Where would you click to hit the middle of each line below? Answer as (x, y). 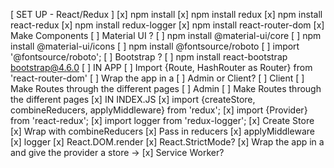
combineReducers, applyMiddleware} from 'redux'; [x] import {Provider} (159, 110)
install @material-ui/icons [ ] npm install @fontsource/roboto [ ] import (155, 46)
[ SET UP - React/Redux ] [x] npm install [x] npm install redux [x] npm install (166, 14)
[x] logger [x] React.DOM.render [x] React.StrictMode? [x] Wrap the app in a (167, 142)
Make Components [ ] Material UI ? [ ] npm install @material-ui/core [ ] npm (166, 35)
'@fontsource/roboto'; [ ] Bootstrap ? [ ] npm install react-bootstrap (149, 57)
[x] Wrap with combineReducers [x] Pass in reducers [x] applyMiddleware (162, 131)
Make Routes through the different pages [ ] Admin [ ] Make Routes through (166, 88)
